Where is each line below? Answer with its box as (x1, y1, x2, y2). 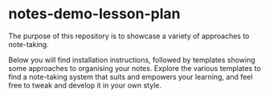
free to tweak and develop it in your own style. (8, 80, 162, 90)
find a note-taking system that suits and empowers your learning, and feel (8, 72, 253, 81)
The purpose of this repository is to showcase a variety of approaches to (8, 31, 251, 41)
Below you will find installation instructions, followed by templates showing (8, 55, 255, 65)
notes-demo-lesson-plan (8, 5, 181, 23)
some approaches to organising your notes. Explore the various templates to (8, 63, 261, 73)
